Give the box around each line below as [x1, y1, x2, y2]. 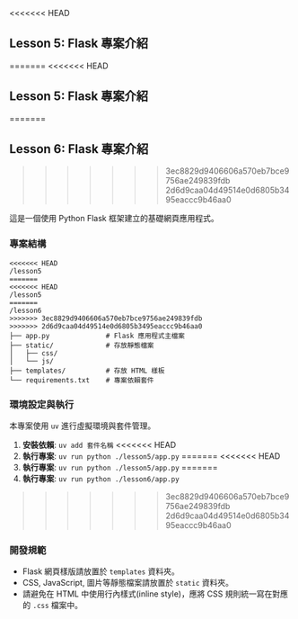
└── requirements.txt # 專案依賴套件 [9, 375, 154, 385]
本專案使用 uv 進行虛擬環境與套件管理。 [9, 420, 156, 431]
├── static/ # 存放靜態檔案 [9, 341, 154, 350]
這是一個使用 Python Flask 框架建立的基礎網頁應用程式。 [9, 213, 219, 224]
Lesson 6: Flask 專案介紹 [9, 141, 149, 157]
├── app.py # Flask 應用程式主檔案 [9, 331, 186, 340]
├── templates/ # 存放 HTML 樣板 [9, 366, 165, 375]
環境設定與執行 [9, 398, 74, 410]
